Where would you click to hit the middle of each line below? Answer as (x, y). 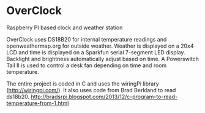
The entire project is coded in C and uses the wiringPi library (83, 84)
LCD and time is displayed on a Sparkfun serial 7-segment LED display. (96, 52)
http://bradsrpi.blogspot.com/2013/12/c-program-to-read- (104, 97)
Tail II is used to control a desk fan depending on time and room (87, 65)
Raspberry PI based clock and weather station (65, 27)
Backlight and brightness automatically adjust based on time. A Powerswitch (103, 59)
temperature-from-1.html (38, 103)
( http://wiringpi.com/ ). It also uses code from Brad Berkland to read (91, 90)
